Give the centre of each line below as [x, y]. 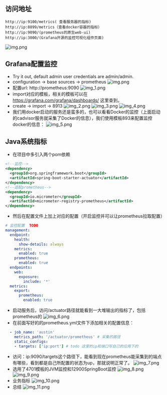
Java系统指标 [26, 142]
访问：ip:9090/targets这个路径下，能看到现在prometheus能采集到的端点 [87, 356]
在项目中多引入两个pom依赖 [41, 155]
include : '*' [37, 281]
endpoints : [21, 268]
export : [22, 291]
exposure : [29, 277]
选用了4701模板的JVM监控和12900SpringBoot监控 [64, 369]
